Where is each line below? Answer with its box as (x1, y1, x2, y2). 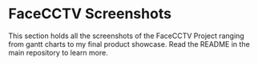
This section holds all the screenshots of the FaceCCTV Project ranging (8, 31, 244, 40)
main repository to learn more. (8, 48, 108, 57)
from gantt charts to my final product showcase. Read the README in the (8, 39, 250, 48)
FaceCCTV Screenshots (8, 5, 172, 23)
